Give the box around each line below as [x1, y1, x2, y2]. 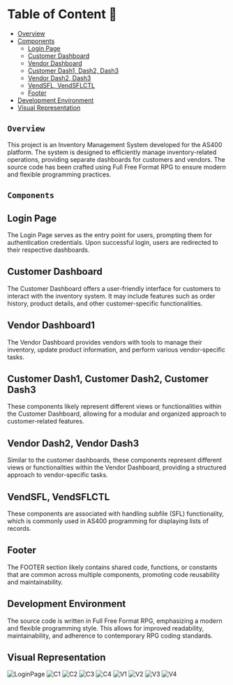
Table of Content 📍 [7, 6, 117, 22]
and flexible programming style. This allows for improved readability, [7, 624, 204, 632]
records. [7, 525, 31, 533]
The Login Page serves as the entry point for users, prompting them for [7, 230, 213, 239]
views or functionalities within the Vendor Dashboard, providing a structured [7, 463, 227, 472]
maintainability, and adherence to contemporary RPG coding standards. [7, 631, 213, 640]
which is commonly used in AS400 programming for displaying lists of [7, 517, 209, 525]
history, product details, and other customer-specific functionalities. [7, 299, 203, 308]
